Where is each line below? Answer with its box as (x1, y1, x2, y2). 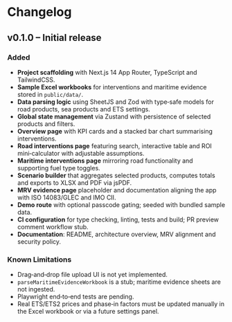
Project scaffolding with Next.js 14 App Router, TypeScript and (17, 68, 197, 76)
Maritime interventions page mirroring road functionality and (17, 156, 193, 165)
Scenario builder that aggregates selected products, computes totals (17, 171, 216, 179)
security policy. (17, 237, 61, 246)
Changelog (7, 4, 72, 20)
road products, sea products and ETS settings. (17, 105, 150, 113)
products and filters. (17, 119, 75, 128)
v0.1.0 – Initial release (7, 32, 102, 44)
